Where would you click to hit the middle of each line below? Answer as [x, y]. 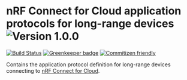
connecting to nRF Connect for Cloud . [53, 70]
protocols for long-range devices [90, 24]
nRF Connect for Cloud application [94, 11]
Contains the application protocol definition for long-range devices [88, 64]
